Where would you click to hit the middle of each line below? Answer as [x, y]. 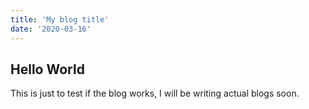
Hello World [47, 69]
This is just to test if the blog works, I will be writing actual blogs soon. [155, 93]
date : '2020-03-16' [51, 29]
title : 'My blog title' [60, 19]
